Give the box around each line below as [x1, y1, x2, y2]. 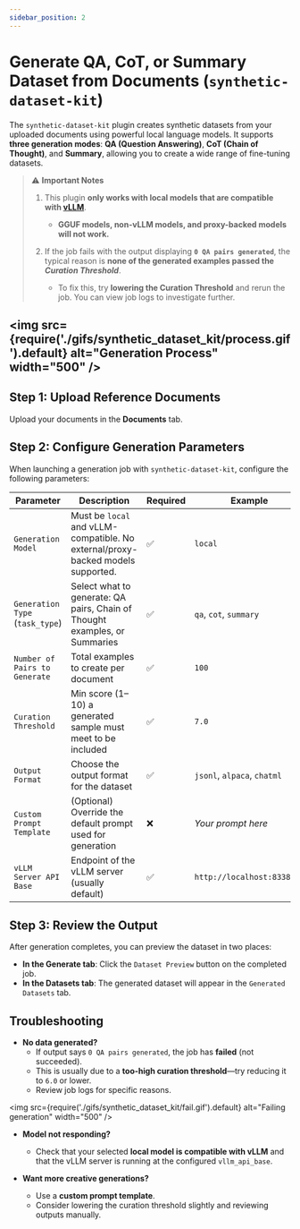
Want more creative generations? [21, 1174, 149, 1184]
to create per [71, 661, 125, 674]
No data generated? [21, 1037, 98, 1048]
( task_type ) [13, 617, 62, 629]
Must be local [71, 509, 131, 522]
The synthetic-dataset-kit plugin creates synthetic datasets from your [9, 119, 272, 130]
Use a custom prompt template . [35, 1191, 155, 1201]
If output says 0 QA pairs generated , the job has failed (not [35, 1046, 254, 1057]
